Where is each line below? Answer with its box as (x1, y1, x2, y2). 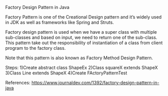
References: (5, 80, 30, 85)
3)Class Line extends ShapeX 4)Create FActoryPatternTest (5, 70, 128, 76)
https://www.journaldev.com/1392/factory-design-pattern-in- (31, 80, 159, 85)
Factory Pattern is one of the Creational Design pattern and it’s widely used (5, 14, 162, 20)
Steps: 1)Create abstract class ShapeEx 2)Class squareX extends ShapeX (5, 65, 158, 70)
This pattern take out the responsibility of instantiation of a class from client (5, 40, 163, 46)
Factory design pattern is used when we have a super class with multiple (5, 29, 157, 35)
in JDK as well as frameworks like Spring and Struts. (5, 20, 114, 25)
